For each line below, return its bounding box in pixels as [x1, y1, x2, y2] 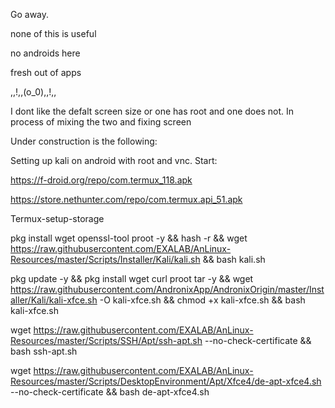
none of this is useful [10, 28, 97, 39]
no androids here [10, 47, 81, 59]
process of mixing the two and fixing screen [10, 116, 192, 128]
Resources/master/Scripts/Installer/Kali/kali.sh [10, 254, 201, 265]
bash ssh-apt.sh [10, 345, 78, 357]
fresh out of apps [10, 67, 82, 78]
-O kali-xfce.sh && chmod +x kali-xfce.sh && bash [99, 294, 306, 306]
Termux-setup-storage [10, 213, 105, 224]
